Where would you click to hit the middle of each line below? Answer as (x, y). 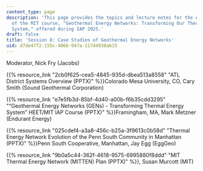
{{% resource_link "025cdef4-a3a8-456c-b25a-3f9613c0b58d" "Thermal (98, 130)
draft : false (23, 35)
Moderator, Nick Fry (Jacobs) (43, 63)
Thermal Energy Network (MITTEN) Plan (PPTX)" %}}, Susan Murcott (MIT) (100, 161)
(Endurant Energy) (29, 118)
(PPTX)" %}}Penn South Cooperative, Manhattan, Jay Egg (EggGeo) (91, 143)
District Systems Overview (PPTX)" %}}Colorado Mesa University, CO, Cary (101, 81)
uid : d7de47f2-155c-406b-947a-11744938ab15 (62, 46)
